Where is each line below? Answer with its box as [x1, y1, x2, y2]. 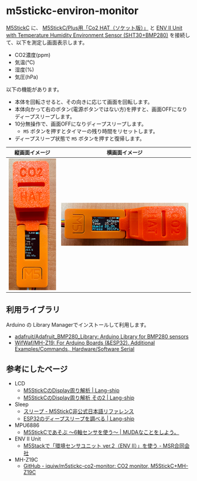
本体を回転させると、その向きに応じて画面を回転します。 [14, 98, 153, 105]
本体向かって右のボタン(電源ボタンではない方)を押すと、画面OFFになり [14, 106, 188, 113]
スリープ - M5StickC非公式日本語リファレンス [23, 408, 134, 415]
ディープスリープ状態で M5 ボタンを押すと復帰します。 [14, 135, 145, 142]
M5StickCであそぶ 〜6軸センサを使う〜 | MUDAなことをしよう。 [23, 428, 179, 435]
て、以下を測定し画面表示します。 [6, 39, 88, 46]
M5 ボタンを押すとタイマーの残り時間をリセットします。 [23, 127, 158, 134]
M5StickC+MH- [150, 462, 189, 469]
